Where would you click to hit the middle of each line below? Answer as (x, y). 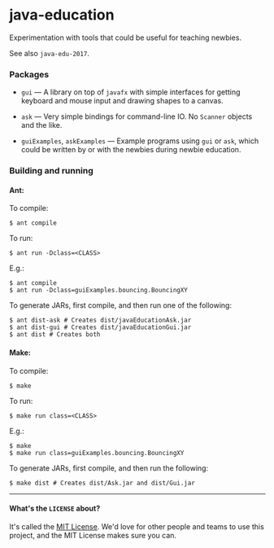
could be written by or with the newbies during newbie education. (131, 150)
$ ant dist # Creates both (55, 335)
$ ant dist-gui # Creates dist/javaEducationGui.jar (100, 327)
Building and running (52, 171)
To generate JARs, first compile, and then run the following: (109, 468)
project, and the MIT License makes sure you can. (93, 535)
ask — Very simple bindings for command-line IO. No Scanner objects (137, 116)
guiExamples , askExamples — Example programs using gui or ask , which (140, 141)
